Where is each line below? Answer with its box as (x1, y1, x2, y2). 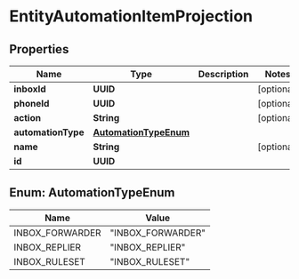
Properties (9, 42, 69, 57)
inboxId (13, 83, 46, 95)
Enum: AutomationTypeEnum (9, 185, 175, 201)
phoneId (13, 98, 50, 109)
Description (198, 68, 249, 80)
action (13, 112, 42, 124)
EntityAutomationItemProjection (9, 6, 254, 27)
